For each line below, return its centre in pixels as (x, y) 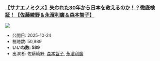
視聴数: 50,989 (27, 42)
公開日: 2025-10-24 (32, 35)
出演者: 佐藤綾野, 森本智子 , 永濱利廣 (48, 54)
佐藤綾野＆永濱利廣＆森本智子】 (57, 15)
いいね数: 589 (26, 47)
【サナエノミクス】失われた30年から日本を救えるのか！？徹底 (78, 7)
